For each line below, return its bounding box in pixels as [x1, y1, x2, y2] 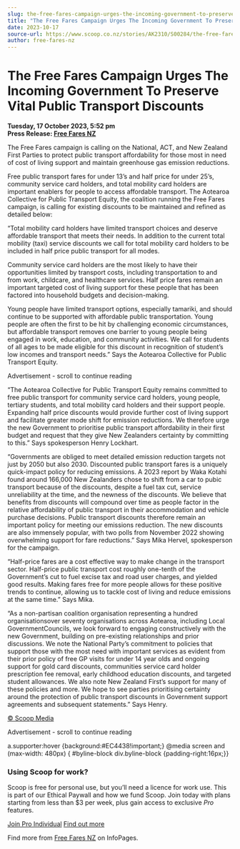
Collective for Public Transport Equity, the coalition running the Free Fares [7, 195, 225, 204]
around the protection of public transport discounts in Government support [7, 693, 228, 701]
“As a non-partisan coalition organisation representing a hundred [7, 609, 199, 618]
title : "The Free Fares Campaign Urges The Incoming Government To [7, 17, 213, 24]
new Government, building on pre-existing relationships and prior [7, 632, 199, 640]
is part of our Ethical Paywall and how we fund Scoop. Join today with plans [7, 790, 231, 800]
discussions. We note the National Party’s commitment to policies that [7, 640, 213, 648]
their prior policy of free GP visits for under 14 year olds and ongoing [7, 655, 209, 663]
